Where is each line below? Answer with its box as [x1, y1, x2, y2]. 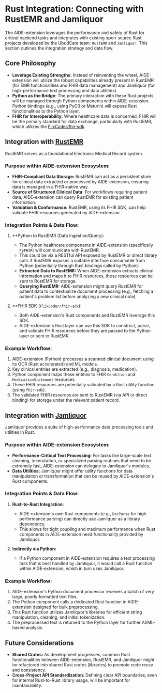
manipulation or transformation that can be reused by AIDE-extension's [12, 473, 154, 479]
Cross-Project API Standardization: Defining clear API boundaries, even [12, 672, 157, 678]
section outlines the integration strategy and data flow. [5, 45, 114, 51]
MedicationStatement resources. [12, 377, 76, 382]
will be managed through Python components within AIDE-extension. [12, 98, 150, 104]
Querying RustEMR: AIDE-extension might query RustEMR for [19, 283, 144, 289]
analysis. [26, 625, 44, 630]
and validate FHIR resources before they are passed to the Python [19, 328, 151, 334]
